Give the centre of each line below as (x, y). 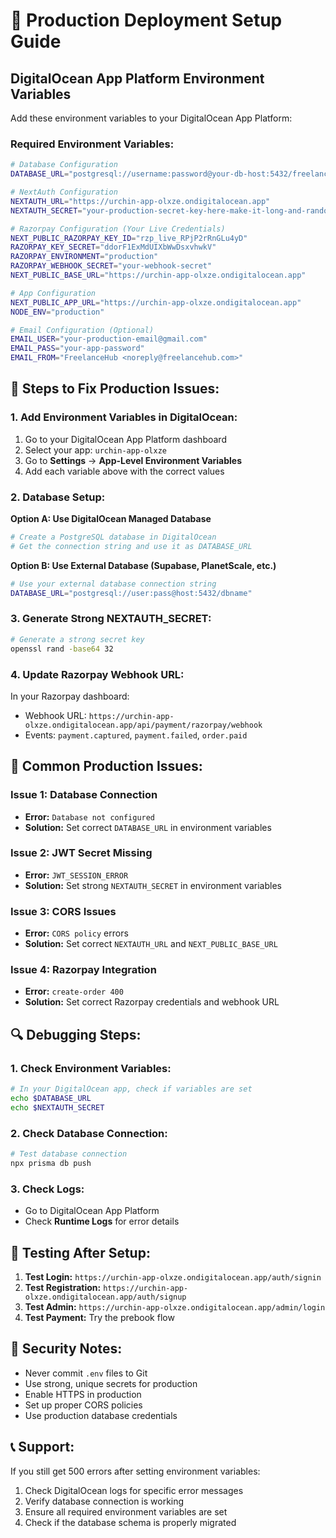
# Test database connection (69, 1154)
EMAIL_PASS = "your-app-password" (77, 349)
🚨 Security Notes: (66, 1349)
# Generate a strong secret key (77, 639)
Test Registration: (63, 1287)
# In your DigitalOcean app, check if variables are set (131, 1089)
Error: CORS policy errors (76, 933)
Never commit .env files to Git (86, 1373)
